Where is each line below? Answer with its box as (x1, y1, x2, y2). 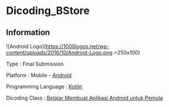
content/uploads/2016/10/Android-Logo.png (6, 49, 113, 56)
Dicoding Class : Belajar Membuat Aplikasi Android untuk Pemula (6, 95, 163, 101)
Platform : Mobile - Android (6, 72, 72, 78)
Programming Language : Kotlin (6, 83, 83, 90)
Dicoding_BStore (6, 4, 90, 18)
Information (6, 27, 50, 37)
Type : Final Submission (6, 60, 64, 67)
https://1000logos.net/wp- (46, 43, 110, 50)
